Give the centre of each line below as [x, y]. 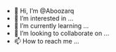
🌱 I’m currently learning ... [51, 26]
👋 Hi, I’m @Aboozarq [44, 11]
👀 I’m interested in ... [44, 18]
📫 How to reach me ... [46, 41]
